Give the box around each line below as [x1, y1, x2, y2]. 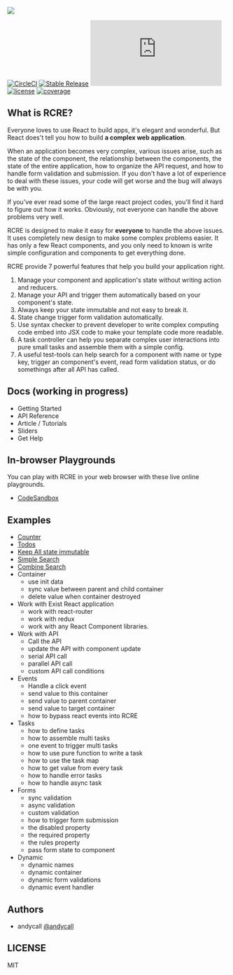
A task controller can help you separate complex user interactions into [17, 335, 220, 344]
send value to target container [27, 704, 115, 713]
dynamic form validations [27, 875, 101, 884]
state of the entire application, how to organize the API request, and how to [7, 161, 224, 170]
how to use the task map [27, 756, 99, 765]
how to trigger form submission [27, 816, 119, 824]
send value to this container [27, 690, 108, 698]
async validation [27, 801, 76, 809]
